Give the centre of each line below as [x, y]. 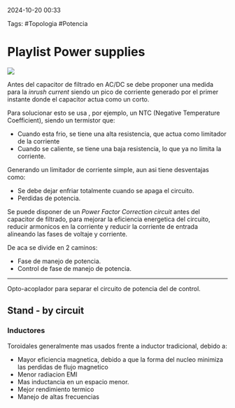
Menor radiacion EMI [48, 374]
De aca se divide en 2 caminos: [52, 247]
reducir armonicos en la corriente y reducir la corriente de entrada [102, 226]
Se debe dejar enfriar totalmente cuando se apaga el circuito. [106, 190]
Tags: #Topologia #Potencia [48, 23]
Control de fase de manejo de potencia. [74, 268]
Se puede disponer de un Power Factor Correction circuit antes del [104, 211]
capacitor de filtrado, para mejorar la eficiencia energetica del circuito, [109, 219]
